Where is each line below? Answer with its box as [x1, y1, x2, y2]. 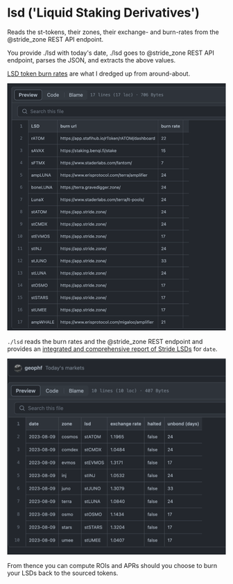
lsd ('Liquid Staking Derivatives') [7, 5, 200, 21]
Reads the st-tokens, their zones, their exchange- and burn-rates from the [7, 28, 220, 36]
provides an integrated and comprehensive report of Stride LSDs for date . [7, 345, 218, 353]
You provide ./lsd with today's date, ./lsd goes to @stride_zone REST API [7, 49, 215, 57]
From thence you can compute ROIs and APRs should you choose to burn [7, 561, 218, 569]
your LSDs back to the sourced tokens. [7, 569, 119, 577]
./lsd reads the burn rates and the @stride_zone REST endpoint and [7, 337, 203, 345]
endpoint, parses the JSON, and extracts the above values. [7, 55, 176, 64]
